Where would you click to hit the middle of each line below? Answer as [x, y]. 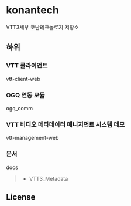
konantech [33, 10]
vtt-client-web [23, 79]
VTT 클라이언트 [27, 66]
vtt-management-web [32, 138]
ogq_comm [20, 108]
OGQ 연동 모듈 [25, 95]
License [21, 197]
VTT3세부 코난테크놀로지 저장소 [42, 27]
